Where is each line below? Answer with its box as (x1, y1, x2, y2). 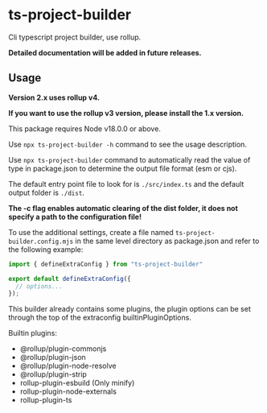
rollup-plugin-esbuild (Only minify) (19, 378, 135, 388)
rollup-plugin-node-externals (19, 386, 117, 396)
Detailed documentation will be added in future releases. (8, 47, 203, 57)
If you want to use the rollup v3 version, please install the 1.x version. (8, 108, 244, 118)
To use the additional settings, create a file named (8, 227, 175, 237)
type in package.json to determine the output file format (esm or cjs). (8, 163, 237, 173)
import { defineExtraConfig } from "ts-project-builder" (8, 260, 203, 268)
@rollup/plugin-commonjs (19, 344, 107, 353)
